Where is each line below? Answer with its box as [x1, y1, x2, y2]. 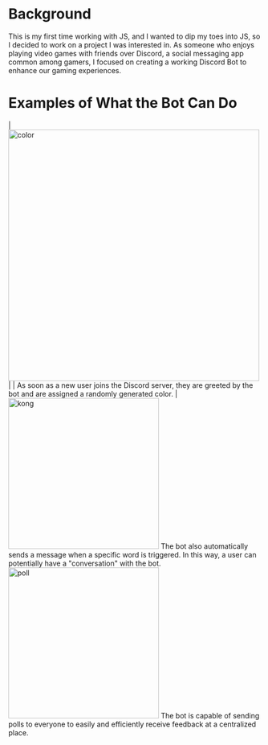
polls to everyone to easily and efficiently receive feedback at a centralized [8, 719, 257, 729]
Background [8, 5, 91, 23]
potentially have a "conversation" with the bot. [8, 558, 162, 568]
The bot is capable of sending [160, 710, 260, 720]
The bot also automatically [160, 541, 249, 551]
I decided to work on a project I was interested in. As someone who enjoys [8, 39, 255, 49]
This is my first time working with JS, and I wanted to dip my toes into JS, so [8, 31, 261, 41]
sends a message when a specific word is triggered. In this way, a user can [8, 549, 257, 559]
